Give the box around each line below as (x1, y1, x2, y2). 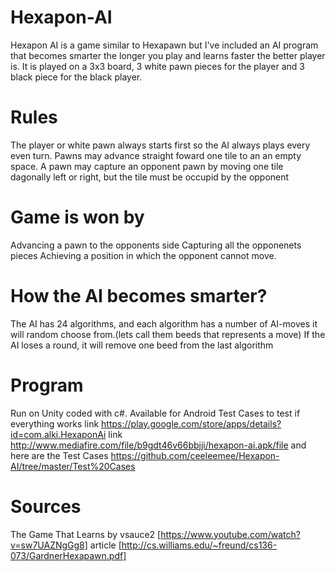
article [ (89, 539, 122, 551)
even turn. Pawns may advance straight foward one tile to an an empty (10, 149, 302, 161)
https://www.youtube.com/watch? (160, 528, 301, 540)
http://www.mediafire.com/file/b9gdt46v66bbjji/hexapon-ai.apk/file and (10, 439, 307, 451)
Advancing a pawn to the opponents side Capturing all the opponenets (10, 239, 302, 251)
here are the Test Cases (10, 449, 109, 461)
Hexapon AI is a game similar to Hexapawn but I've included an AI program (10, 39, 319, 51)
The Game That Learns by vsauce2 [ (10, 528, 162, 540)
